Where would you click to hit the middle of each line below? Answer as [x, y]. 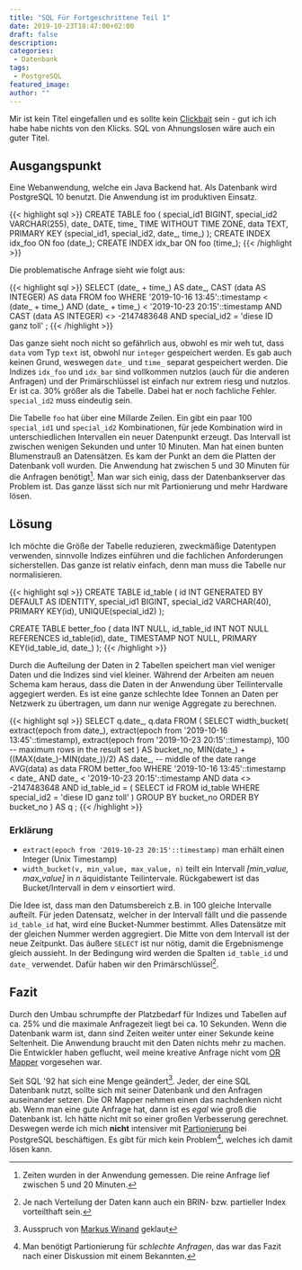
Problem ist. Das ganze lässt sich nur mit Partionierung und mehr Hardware [149, 486]
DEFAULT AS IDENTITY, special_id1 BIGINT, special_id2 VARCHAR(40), [140, 601]
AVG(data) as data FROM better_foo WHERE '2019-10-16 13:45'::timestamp [147, 768]
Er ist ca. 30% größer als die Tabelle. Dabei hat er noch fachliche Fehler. [143, 391]
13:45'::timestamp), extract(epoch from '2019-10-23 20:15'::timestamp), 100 [150, 739]
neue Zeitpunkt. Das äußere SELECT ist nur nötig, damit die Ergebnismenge [147, 944]
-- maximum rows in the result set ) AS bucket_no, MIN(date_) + [127, 749]
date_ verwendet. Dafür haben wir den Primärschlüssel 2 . [114, 963]
